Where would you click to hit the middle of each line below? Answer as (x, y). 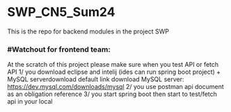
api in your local (30, 102)
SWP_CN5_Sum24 (62, 12)
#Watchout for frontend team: (59, 49)
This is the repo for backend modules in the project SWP (88, 31)
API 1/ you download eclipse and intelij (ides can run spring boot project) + (114, 72)
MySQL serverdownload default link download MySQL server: (96, 79)
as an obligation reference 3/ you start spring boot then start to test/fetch (112, 94)
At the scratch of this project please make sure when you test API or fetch (113, 65)
